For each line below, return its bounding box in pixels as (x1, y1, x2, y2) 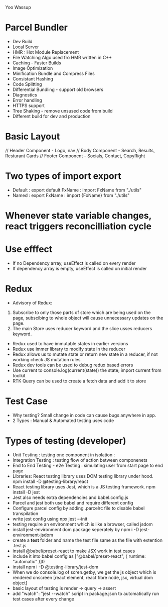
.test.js (12, 542, 27, 548)
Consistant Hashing (12, 75, 54, 82)
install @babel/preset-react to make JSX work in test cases (12, 548, 135, 554)
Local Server (12, 44, 39, 50)
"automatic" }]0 (12, 558, 45, 564)
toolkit (12, 372, 26, 378)
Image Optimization (12, 65, 53, 71)
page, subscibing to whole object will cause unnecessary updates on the (12, 315, 163, 321)
